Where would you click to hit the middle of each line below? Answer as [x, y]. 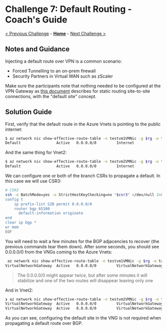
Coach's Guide [36, 20]
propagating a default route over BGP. [44, 323]
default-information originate [51, 213]
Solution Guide [29, 112]
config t [14, 199]
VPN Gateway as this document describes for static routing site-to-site [78, 91]
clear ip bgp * [21, 222]
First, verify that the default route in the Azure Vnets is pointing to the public [83, 124]
